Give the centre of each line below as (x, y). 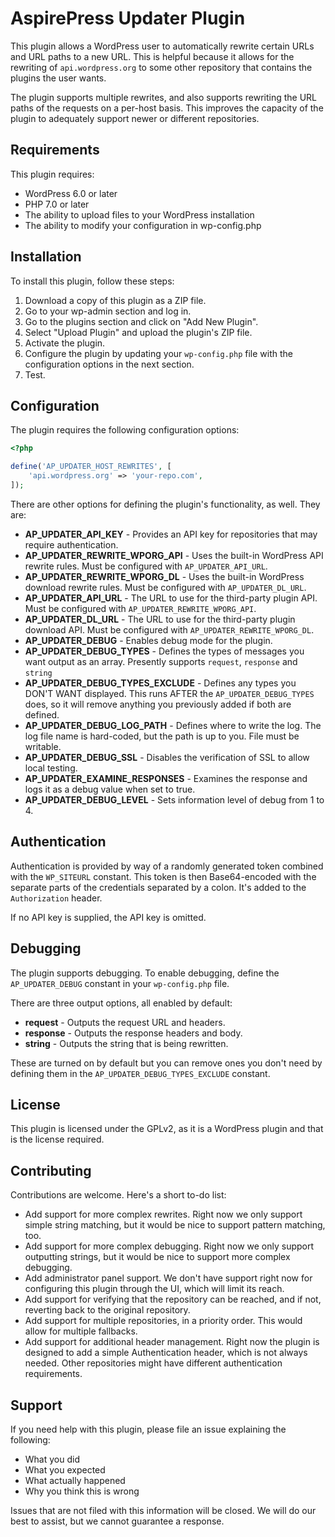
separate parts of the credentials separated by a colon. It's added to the (158, 887)
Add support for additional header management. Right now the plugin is (172, 1342)
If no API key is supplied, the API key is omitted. (108, 917)
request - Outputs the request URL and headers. (125, 1022)
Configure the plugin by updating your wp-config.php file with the (159, 353)
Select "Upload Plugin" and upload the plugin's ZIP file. (138, 332)
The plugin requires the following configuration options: (125, 430)
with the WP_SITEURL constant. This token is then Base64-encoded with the (163, 876)
